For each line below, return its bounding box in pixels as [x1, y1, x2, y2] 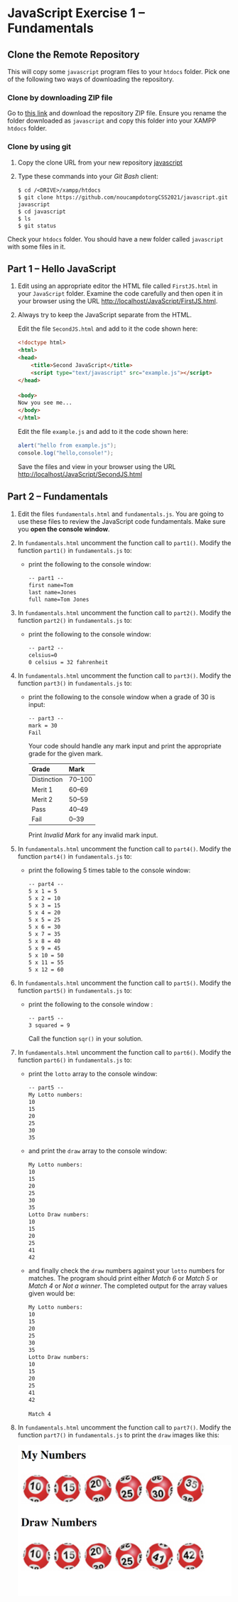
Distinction [31, 775, 63, 784]
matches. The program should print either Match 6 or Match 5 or [28, 1273, 218, 1282]
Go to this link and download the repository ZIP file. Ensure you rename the [7, 109, 227, 118]
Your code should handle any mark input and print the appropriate [28, 741, 222, 750]
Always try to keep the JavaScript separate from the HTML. [17, 311, 192, 319]
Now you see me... [17, 399, 72, 407]
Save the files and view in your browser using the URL [17, 462, 176, 471]
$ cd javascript [17, 208, 66, 215]
